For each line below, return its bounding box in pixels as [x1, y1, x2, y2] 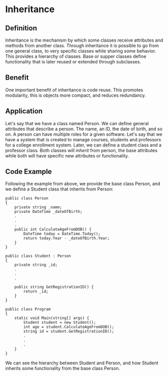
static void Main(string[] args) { [14, 316, 90, 321]
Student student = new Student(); [23, 320, 96, 325]
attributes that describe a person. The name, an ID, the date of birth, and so [5, 126, 163, 132]
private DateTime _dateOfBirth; [14, 209, 82, 214]
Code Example [5, 167, 52, 176]
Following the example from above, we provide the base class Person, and [5, 181, 160, 187]
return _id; [23, 289, 49, 294]
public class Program [5, 307, 51, 312]
